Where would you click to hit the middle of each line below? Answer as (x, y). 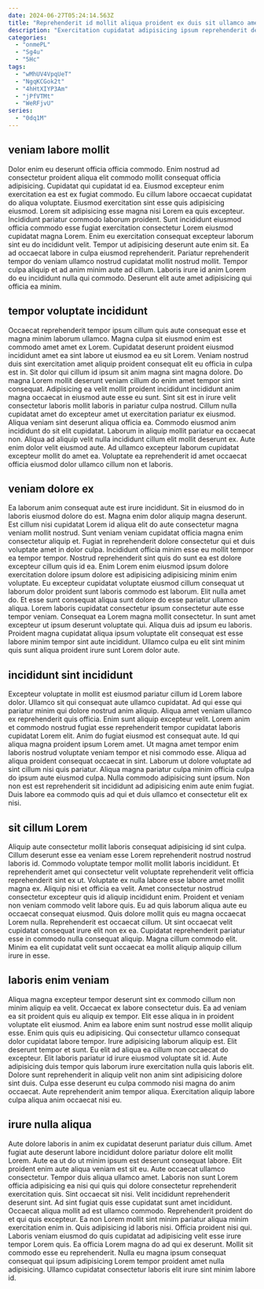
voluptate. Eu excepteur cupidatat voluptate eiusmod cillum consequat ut (126, 583)
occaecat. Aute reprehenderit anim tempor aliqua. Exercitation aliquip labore (132, 1091)
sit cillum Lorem (48, 827)
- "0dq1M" (31, 118)
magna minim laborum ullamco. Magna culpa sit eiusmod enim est (115, 338)
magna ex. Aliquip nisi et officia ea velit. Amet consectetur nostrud (115, 889)
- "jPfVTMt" (35, 96)
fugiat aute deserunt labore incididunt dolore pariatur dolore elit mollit (121, 1152)
